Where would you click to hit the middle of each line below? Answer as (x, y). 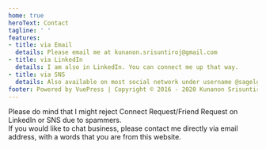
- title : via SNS (37, 74)
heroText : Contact (38, 23)
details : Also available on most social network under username (123, 82)
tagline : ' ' (30, 30)
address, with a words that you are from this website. (95, 137)
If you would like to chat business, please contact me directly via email (123, 128)
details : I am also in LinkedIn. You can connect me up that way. (127, 67)
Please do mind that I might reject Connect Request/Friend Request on (123, 112)
